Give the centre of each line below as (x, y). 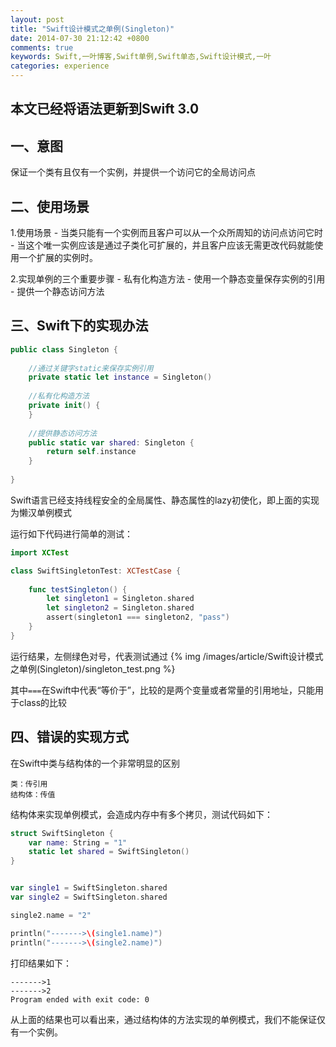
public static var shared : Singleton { (111, 442)
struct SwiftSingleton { (62, 833)
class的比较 (43, 702)
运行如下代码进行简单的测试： (71, 533)
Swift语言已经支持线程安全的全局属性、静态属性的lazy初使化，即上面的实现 (165, 500)
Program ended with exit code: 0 (80, 999)
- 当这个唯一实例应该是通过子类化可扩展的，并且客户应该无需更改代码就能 (162, 245)
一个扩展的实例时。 (58, 258)
